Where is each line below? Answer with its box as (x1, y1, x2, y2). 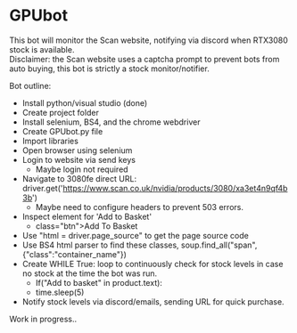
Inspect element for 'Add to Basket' (21, 211, 153, 222)
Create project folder (21, 107, 100, 118)
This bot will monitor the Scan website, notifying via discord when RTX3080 (9, 35, 288, 45)
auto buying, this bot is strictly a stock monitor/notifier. (9, 63, 210, 74)
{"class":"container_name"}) (21, 248, 128, 259)
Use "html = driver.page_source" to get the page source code (21, 230, 250, 240)
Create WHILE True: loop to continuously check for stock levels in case (21, 258, 284, 269)
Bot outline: (9, 80, 52, 91)
